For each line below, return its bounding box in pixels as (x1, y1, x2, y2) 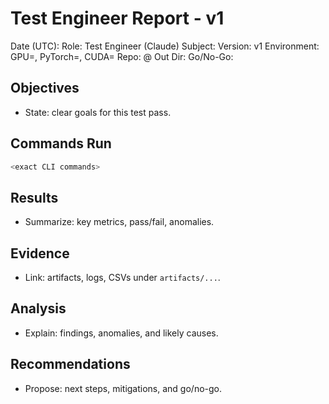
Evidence (10, 245, 70, 262)
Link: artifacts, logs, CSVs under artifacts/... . (24, 272, 221, 284)
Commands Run (10, 135, 112, 152)
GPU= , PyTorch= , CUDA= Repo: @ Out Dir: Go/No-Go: (10, 50, 234, 62)
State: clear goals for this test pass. (24, 106, 172, 118)
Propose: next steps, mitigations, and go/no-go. (24, 382, 222, 394)
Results (10, 189, 59, 206)
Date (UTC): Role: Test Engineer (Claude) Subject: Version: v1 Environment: (10, 40, 320, 52)
